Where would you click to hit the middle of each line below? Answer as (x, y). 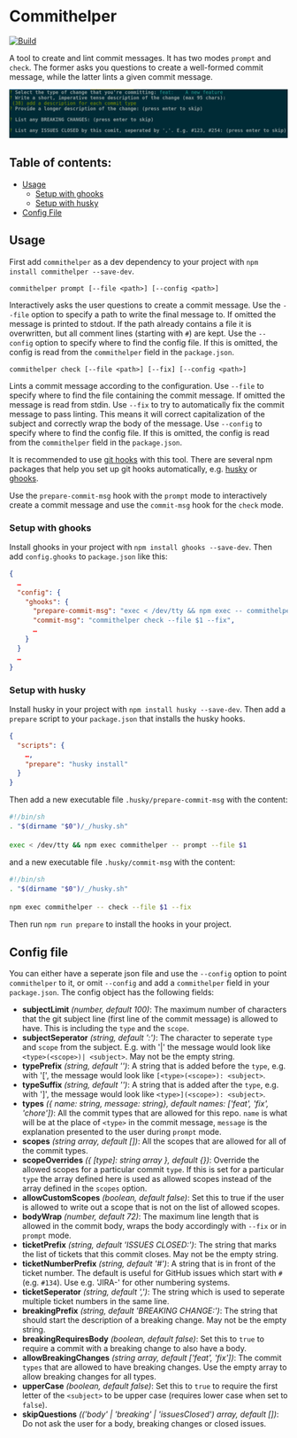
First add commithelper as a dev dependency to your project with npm (134, 261)
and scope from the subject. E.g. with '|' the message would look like (146, 1046)
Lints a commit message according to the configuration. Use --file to (137, 385)
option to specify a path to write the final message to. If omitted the (153, 314)
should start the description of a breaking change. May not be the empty (154, 1320)
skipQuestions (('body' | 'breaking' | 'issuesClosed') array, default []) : (150, 1414)
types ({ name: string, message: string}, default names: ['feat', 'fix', (145, 1103)
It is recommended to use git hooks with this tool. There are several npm (141, 459)
